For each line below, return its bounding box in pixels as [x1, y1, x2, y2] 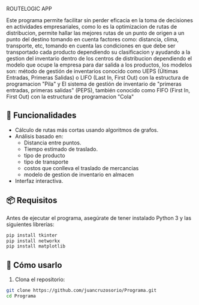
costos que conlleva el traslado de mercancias [23, 164, 139, 171]
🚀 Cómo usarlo [6, 260, 62, 270]
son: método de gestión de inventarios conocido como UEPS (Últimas [6, 68, 179, 74]
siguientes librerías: [6, 221, 55, 228]
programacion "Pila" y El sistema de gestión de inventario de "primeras [6, 80, 182, 87]
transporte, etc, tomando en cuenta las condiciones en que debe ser [6, 42, 176, 49]
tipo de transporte [23, 158, 69, 165]
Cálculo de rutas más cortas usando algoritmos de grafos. [14, 126, 159, 134]
